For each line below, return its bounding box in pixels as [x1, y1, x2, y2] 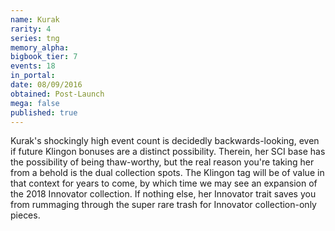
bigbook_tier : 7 [10, 52, 78, 62]
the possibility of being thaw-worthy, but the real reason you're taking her [10, 156, 315, 168]
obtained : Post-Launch [10, 89, 105, 99]
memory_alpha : [10, 42, 70, 53]
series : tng [10, 33, 60, 43]
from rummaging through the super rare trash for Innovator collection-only [10, 199, 317, 211]
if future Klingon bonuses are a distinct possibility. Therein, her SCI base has [10, 146, 326, 158]
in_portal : [10, 71, 56, 81]
